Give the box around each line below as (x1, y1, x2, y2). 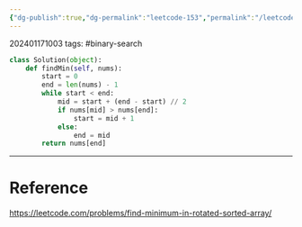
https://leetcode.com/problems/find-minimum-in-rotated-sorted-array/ (9, 208, 272, 219)
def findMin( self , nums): (25, 64, 123, 73)
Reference (9, 177, 88, 198)
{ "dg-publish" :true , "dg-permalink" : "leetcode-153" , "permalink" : (9, 13, 255, 23)
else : (57, 123, 78, 132)
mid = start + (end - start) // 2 (57, 97, 187, 106)
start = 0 (41, 72, 78, 81)
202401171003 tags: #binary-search (9, 38, 143, 49)
